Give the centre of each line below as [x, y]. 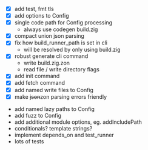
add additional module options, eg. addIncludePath [78, 122]
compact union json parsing [49, 36]
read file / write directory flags [61, 70]
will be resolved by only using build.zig [72, 50]
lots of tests [29, 141]
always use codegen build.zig [61, 29]
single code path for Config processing [63, 23]
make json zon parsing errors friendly [61, 96]
